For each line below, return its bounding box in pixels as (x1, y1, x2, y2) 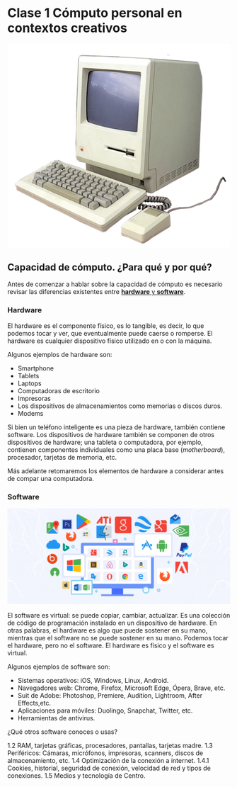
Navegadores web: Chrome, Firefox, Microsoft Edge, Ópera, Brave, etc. (17, 684, 226, 692)
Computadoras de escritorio (17, 386, 100, 395)
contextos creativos (7, 20, 127, 36)
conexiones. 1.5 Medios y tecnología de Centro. (7, 771, 146, 780)
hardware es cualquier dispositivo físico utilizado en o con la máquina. (7, 336, 212, 345)
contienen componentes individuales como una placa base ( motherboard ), (7, 445, 225, 454)
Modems (17, 409, 44, 417)
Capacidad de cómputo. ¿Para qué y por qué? (7, 261, 212, 273)
